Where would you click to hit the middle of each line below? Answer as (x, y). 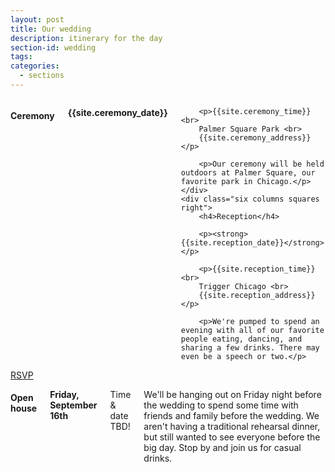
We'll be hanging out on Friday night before (232, 394)
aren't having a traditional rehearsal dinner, (232, 426)
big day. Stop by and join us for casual (222, 447)
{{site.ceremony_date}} (117, 112)
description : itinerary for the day (86, 38)
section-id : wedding (53, 47)
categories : (35, 66)
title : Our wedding (51, 29)
